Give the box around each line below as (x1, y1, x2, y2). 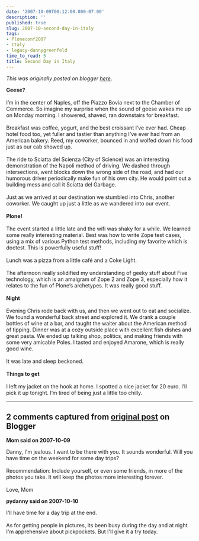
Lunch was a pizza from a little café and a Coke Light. (6, 257, 137, 264)
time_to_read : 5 (6, 53, 46, 59)
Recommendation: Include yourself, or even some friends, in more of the (6, 467, 183, 474)
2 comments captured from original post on (6, 412, 170, 422)
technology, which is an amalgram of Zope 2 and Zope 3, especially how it (6, 276, 188, 283)
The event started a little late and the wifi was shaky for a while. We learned (6, 225, 191, 232)
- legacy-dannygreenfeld (6, 48, 68, 53)
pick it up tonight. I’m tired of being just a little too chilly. (6, 389, 143, 396)
